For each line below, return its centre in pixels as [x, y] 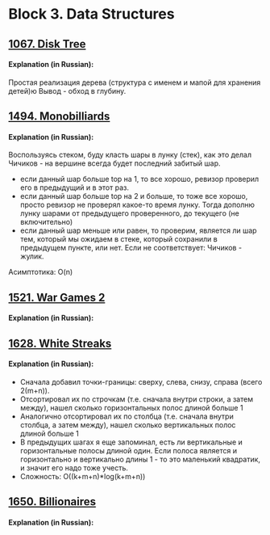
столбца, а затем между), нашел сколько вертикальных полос [128, 424]
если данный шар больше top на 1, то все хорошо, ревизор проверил [139, 179]
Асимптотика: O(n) [41, 272]
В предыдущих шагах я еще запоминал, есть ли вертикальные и [131, 442]
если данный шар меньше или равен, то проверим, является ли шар [138, 230]
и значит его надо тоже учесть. [74, 468]
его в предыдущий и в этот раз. [74, 187]
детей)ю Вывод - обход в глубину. [67, 91]
